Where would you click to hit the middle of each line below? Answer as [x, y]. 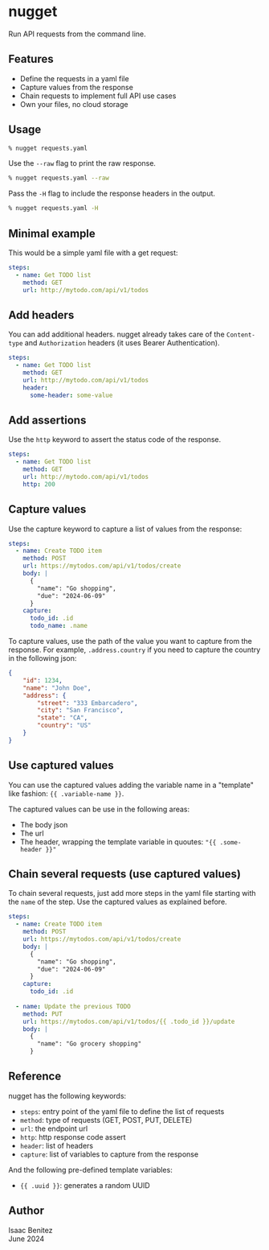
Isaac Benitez [31, 1230]
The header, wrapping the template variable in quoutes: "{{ [118, 842]
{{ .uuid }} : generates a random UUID [85, 1185]
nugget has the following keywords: [67, 1095]
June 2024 [26, 1239]
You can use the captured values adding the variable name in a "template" [131, 785]
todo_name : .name [59, 626]
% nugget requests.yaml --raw [59, 178]
